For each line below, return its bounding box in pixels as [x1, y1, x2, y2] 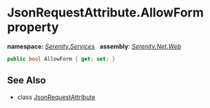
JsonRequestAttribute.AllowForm [7, 5, 204, 21]
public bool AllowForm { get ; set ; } [7, 55, 116, 63]
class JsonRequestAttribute [17, 93, 96, 101]
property [7, 19, 59, 35]
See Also [7, 74, 46, 87]
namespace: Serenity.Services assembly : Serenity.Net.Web [7, 42, 182, 50]
